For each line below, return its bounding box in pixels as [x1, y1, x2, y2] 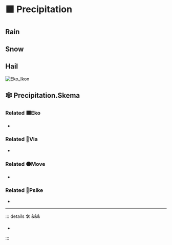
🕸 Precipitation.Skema [5, 91, 80, 100]
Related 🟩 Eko [5, 109, 41, 117]
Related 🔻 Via [5, 136, 38, 143]
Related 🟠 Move [5, 160, 46, 167]
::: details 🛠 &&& [5, 213, 40, 219]
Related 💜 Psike [5, 187, 44, 194]
